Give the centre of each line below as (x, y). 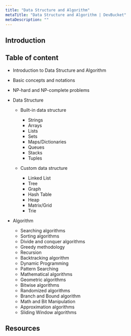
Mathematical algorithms (46, 274)
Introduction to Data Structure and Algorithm (59, 70)
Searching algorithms (43, 230)
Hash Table (40, 194)
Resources (23, 328)
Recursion (31, 252)
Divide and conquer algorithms (53, 241)
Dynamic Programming (44, 263)
